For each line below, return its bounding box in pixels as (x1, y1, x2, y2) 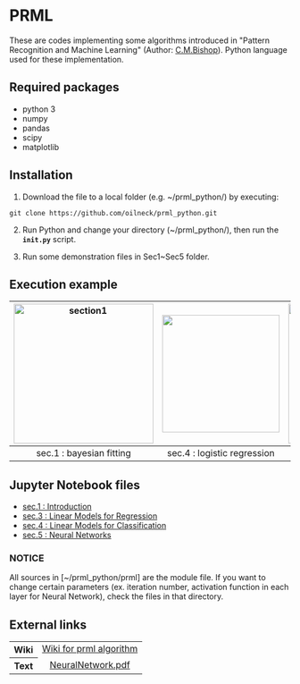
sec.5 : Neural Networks (21, 529, 112, 541)
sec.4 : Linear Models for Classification (21, 520, 167, 531)
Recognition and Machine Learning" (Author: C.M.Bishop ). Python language (9, 44, 287, 55)
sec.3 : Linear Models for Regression (21, 511, 158, 521)
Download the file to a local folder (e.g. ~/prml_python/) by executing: (21, 191, 279, 202)
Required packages (9, 80, 120, 95)
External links (9, 617, 87, 632)
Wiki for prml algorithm (41, 643, 138, 655)
